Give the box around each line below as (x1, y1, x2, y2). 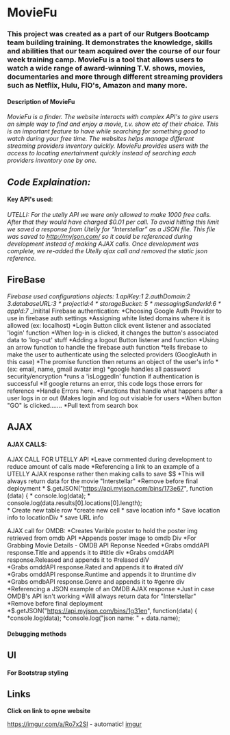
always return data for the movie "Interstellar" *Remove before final (7, 477, 199, 485)
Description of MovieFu (7, 97, 75, 105)
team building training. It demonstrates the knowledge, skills (7, 38, 214, 47)
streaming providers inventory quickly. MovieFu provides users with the (7, 142, 209, 150)
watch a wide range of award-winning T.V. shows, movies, (7, 64, 205, 73)
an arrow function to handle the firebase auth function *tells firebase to (7, 343, 207, 351)
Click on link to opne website (7, 706, 91, 714)
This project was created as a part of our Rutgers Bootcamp (7, 29, 209, 39)
